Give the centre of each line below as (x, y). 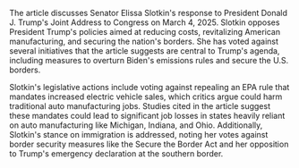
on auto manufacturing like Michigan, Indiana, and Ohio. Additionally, (136, 125)
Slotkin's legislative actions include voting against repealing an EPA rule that (149, 87)
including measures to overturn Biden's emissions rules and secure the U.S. (149, 60)
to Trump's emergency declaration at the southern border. (116, 154)
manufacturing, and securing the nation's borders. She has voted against (144, 41)
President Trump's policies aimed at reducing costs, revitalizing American (145, 32)
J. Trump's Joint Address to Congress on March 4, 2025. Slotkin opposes (145, 22)
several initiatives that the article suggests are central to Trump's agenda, (145, 51)
